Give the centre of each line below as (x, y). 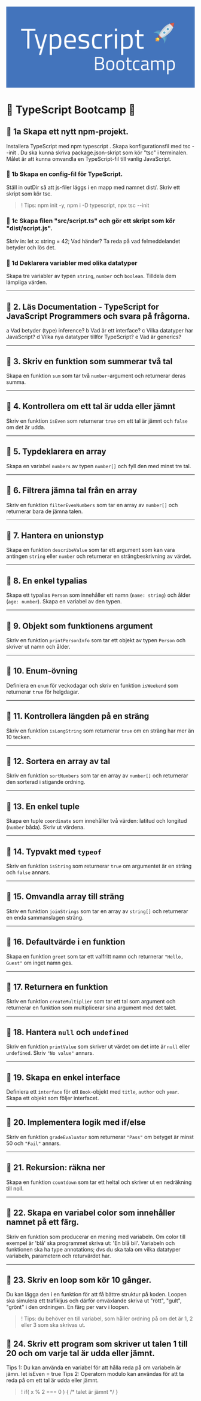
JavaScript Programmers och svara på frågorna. (98, 316)
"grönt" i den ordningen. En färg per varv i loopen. (68, 1307)
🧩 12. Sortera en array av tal (58, 761)
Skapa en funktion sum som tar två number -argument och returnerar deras (96, 376)
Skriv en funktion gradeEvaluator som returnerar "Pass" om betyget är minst (100, 1137)
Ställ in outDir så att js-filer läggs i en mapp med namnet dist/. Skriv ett (93, 187)
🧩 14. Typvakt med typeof (54, 852)
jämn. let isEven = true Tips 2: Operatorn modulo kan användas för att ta (95, 1374)
